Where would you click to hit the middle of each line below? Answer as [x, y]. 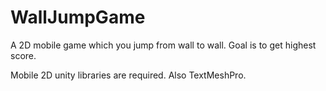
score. [23, 55]
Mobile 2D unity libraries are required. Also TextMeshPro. [128, 75]
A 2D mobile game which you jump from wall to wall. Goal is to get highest [163, 45]
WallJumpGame [78, 17]
